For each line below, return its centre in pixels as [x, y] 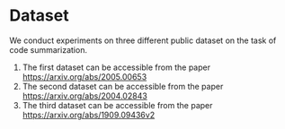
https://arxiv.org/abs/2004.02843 [85, 96]
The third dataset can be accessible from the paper [117, 105]
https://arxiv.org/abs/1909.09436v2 [89, 115]
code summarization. [49, 49]
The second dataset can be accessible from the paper [123, 86]
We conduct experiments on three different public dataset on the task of [143, 40]
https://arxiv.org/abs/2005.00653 [85, 76]
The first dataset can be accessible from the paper [116, 67]
